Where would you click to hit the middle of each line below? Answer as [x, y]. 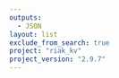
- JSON [30, 26]
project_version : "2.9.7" [57, 59]
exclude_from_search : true [59, 43]
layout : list [34, 34]
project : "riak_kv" [46, 51]
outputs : [25, 17]
